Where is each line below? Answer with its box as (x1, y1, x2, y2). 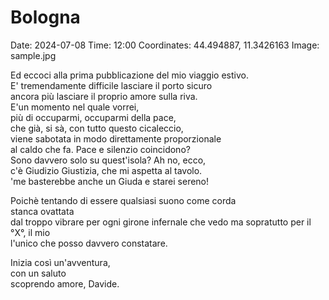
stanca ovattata (10, 205, 75, 217)
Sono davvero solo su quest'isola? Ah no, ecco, (10, 154, 207, 166)
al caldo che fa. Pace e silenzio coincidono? (10, 143, 191, 155)
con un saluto (10, 267, 67, 279)
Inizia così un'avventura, (10, 256, 111, 268)
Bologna (10, 6, 81, 29)
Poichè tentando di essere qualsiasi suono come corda (10, 194, 237, 206)
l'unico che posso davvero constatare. (10, 237, 168, 249)
